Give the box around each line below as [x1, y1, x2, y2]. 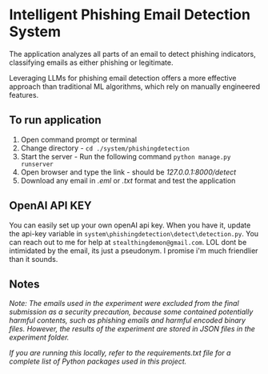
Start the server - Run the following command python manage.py [20, 151, 231, 161]
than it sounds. [9, 254, 58, 263]
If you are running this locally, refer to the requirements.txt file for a [9, 348, 231, 358]
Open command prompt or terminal [20, 135, 138, 144]
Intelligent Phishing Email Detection [9, 6, 251, 24]
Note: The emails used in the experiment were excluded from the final [9, 299, 239, 308]
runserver [20, 160, 54, 168]
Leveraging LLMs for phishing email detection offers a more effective [9, 73, 237, 82]
